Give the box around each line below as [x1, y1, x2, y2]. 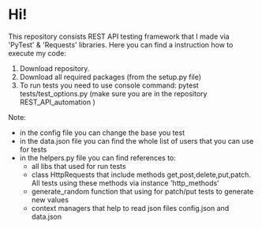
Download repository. [19, 63, 90, 73]
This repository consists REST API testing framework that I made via [8, 32, 230, 41]
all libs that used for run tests [31, 161, 126, 171]
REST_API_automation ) [19, 97, 96, 107]
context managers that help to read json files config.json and [31, 203, 230, 212]
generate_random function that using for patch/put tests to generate [31, 186, 254, 196]
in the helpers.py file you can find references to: [19, 152, 176, 163]
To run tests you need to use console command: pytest [19, 81, 199, 90]
